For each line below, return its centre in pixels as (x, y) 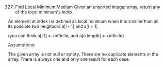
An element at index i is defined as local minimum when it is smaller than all (83, 21)
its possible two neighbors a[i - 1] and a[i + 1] (53, 26)
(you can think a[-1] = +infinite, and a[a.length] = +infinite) (66, 36)
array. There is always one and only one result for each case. (69, 59)
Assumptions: (22, 45)
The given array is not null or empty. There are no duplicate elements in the (83, 54)
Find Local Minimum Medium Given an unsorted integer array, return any (88, 7)
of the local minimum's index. (44, 12)
